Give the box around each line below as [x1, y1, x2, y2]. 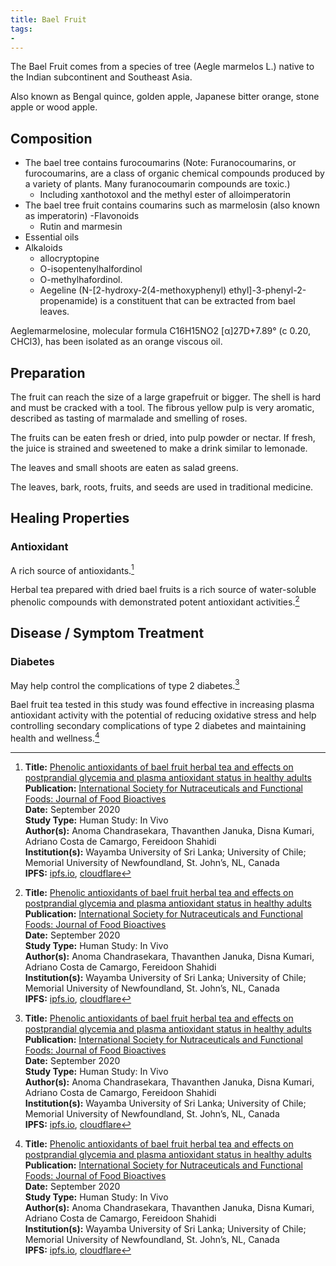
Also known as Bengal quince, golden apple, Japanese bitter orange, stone [10, 91, 320, 103]
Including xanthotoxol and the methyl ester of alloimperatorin [39, 189, 291, 201]
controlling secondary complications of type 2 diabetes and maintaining [10, 720, 307, 732]
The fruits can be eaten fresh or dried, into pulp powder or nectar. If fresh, [10, 432, 316, 443]
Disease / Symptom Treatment [10, 625, 205, 642]
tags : [10, 24, 33, 34]
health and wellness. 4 [10, 731, 100, 744]
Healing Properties [10, 510, 130, 527]
